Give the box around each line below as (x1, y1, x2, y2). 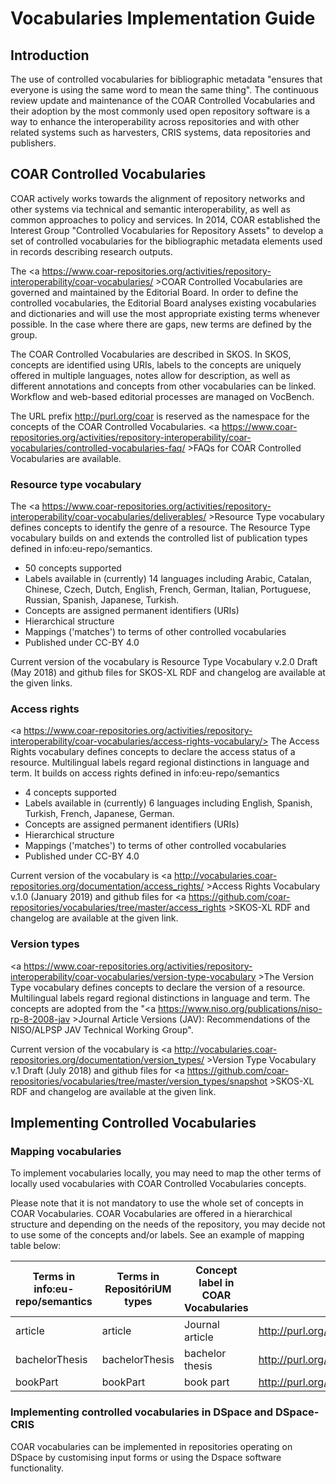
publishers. (10, 137, 57, 149)
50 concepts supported (24, 562, 122, 574)
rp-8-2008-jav (10, 1013, 71, 1025)
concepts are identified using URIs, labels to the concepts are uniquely (10, 358, 302, 371)
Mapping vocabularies (10, 1145, 122, 1159)
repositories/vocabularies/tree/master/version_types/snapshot (10, 1075, 268, 1087)
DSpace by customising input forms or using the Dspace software (10, 1451, 282, 1463)
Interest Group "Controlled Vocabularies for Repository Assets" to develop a (10, 224, 324, 236)
